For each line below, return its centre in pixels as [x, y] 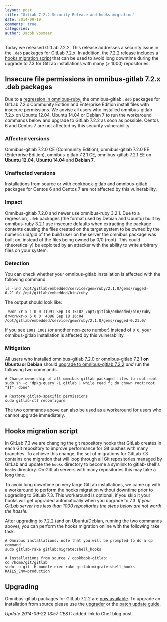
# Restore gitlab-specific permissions [47, 396]
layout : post [19, 10]
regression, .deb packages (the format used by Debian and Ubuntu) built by [83, 218]
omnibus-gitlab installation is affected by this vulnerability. [65, 335]
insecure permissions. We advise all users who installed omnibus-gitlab [79, 109]
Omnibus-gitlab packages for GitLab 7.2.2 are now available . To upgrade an [83, 598]
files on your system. [27, 250]
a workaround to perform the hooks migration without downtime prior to [79, 490]
